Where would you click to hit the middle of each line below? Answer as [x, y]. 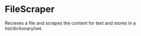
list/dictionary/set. [24, 28]
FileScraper [30, 9]
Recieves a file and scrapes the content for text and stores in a [70, 23]
